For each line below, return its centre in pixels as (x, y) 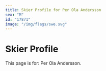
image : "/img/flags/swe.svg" (36, 24)
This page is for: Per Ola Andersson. (43, 63)
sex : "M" (15, 15)
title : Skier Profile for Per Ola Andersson (53, 10)
